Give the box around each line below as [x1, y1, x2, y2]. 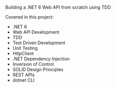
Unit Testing [12, 45, 38, 51]
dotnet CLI [12, 77, 35, 83]
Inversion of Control [12, 61, 54, 67]
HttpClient [12, 50, 34, 56]
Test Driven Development [12, 40, 66, 46]
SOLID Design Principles [12, 66, 64, 72]
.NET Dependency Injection [12, 56, 70, 62]
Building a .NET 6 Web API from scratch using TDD [5, 5, 111, 10]
